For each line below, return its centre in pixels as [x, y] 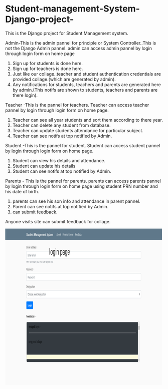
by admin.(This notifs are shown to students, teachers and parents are [85, 90]
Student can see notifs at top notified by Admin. [62, 171]
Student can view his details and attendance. [59, 160]
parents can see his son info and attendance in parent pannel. [76, 201]
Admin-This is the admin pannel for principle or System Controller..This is [81, 43]
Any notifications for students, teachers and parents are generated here [87, 84]
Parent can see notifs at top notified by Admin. [60, 206]
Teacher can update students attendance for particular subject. [78, 130]
